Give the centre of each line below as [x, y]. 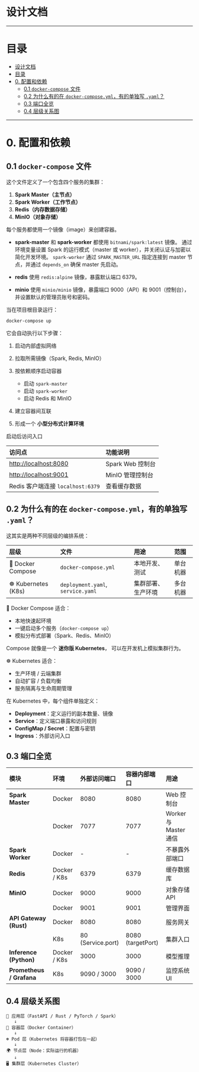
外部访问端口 [98, 779]
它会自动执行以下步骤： [35, 333]
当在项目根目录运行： [32, 309]
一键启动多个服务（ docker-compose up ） [63, 628]
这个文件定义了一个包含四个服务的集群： [55, 182]
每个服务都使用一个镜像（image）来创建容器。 [63, 229]
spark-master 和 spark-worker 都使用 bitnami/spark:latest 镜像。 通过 [103, 242]
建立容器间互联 [33, 411]
